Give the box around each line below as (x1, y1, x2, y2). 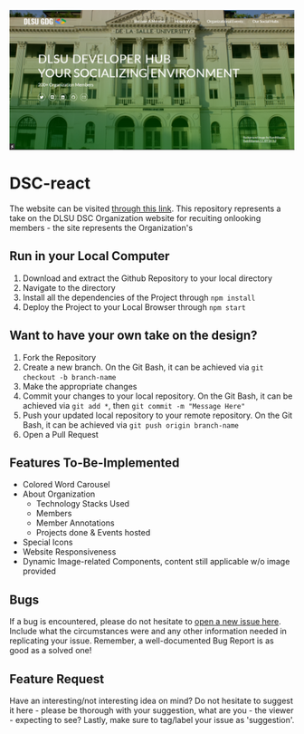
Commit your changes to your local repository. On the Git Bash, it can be (22, 391, 293, 401)
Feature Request (9, 671, 105, 687)
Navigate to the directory (22, 282, 116, 293)
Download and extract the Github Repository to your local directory (22, 273, 273, 284)
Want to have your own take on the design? (9, 328, 258, 343)
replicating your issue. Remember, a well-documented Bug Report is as (9, 635, 274, 646)
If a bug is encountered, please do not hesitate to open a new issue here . (9, 616, 282, 627)
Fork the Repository (22, 352, 97, 362)
